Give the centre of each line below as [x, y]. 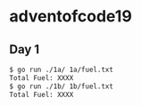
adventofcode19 [70, 16]
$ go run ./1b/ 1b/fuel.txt [62, 86]
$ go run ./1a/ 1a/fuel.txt [62, 69]
